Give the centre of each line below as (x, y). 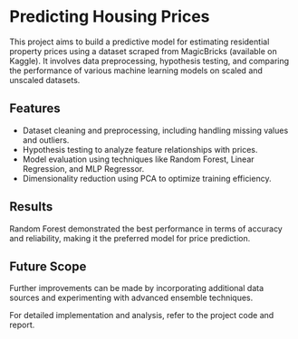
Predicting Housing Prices (110, 17)
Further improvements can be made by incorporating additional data (137, 288)
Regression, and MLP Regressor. (83, 168)
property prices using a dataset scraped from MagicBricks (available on (144, 51)
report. (22, 325)
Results (31, 207)
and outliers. (46, 140)
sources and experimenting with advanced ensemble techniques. (131, 298)
